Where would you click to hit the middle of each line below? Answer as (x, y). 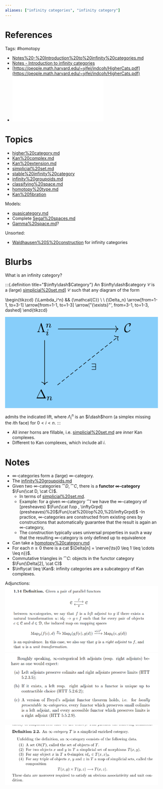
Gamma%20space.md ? (35, 223)
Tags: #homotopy (23, 48)
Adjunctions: (18, 583)
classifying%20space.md (37, 184)
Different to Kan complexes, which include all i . (59, 443)
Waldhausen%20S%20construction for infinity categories (70, 242)
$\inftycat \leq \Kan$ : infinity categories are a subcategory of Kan (78, 569)
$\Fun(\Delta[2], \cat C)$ (37, 563)
